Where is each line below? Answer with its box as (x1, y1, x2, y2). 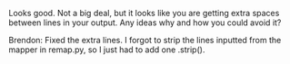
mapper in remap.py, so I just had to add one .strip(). (8, 44, 205, 55)
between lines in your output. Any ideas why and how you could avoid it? (8, 17, 282, 28)
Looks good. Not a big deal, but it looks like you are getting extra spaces (8, 8, 280, 18)
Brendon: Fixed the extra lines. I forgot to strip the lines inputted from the (8, 35, 282, 45)
